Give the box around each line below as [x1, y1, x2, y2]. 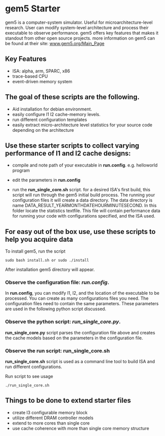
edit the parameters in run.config [12, 177, 81, 183]
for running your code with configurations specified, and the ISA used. [12, 213, 155, 219]
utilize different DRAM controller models [12, 415, 94, 421]
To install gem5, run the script [5, 248, 66, 254]
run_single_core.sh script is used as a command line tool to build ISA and [5, 359, 155, 365]
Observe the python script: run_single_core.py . [5, 318, 121, 325]
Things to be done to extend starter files [5, 396, 132, 405]
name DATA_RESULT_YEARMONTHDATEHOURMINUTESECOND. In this [12, 203, 157, 209]
